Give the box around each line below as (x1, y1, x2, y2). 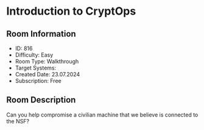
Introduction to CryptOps (6, 4, 136, 18)
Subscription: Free (15, 78, 62, 84)
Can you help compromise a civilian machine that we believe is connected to (6, 111, 199, 118)
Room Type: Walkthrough (15, 58, 79, 65)
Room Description (6, 95, 76, 105)
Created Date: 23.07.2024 (15, 71, 80, 78)
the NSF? (6, 117, 29, 125)
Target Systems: (15, 64, 57, 71)
